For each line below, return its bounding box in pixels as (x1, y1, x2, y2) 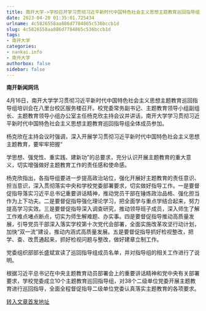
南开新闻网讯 (6, 84, 39, 91)
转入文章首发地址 (6, 298, 50, 305)
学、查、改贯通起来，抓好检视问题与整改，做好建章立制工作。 (6, 236, 162, 243)
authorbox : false (6, 60, 51, 66)
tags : (6, 32, 20, 38)
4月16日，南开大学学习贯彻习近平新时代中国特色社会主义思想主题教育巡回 (6, 96, 193, 104)
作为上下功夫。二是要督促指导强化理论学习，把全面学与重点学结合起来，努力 (6, 197, 200, 205)
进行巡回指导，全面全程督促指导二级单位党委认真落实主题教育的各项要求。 (11, 285, 200, 293)
